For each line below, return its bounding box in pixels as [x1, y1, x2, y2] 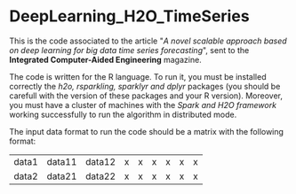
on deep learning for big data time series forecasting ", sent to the [9, 44, 250, 55]
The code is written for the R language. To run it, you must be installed [9, 71, 267, 81]
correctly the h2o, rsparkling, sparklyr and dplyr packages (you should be [9, 81, 281, 91]
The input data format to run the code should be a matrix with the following [9, 126, 284, 136]
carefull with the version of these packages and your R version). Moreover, [9, 90, 283, 101]
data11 [46, 155, 77, 167]
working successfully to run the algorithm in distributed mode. [9, 109, 237, 120]
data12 [85, 155, 116, 167]
